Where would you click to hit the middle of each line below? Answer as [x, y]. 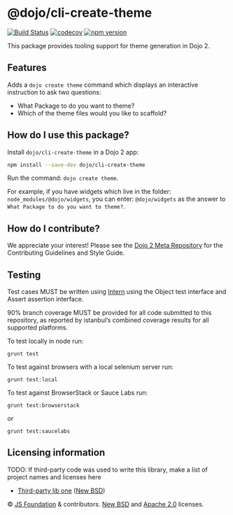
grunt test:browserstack [43, 406]
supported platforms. [38, 327]
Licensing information [56, 453]
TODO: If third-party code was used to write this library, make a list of [108, 470]
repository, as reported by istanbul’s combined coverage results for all [108, 320]
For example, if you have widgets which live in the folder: [89, 192]
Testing [24, 275]
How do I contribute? [54, 228]
